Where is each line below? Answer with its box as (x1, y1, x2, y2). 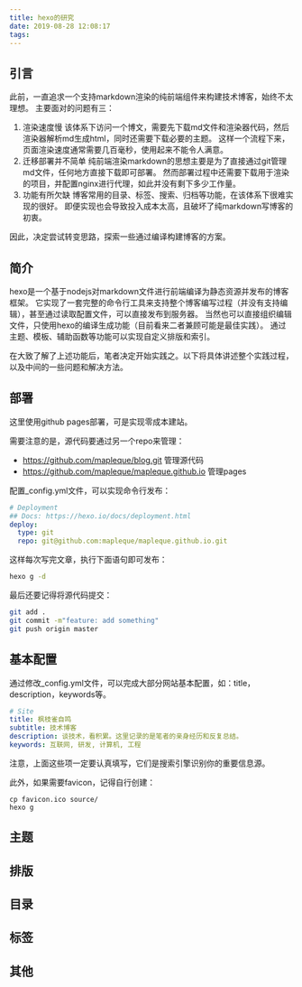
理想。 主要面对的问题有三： (9, 103, 114, 114)
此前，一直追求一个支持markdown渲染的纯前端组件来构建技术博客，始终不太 (9, 91, 294, 102)
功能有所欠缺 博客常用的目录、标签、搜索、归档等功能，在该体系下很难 (22, 190, 286, 200)
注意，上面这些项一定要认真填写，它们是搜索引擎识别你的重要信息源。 (9, 758, 270, 768)
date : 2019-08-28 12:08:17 (9, 22, 111, 31)
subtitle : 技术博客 (9, 723, 78, 732)
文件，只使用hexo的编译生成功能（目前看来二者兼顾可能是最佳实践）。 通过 (9, 320, 287, 331)
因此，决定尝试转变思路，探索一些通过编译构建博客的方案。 (9, 231, 231, 242)
